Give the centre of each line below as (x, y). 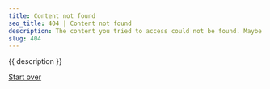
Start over (25, 77)
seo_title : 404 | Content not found (70, 23)
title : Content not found (52, 16)
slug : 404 (25, 38)
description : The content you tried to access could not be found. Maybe (135, 31)
